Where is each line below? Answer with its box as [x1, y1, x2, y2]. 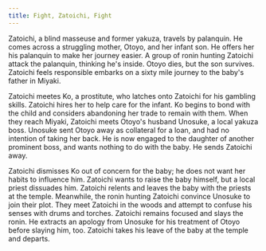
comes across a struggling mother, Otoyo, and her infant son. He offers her [8, 41, 255, 52]
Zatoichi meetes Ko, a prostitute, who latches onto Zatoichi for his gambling [8, 91, 256, 100]
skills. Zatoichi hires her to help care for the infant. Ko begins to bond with [8, 100, 251, 109]
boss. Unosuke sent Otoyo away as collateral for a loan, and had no [8, 125, 229, 135]
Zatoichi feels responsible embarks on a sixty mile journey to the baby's [8, 67, 244, 76]
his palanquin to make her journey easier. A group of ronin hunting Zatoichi [8, 50, 253, 60]
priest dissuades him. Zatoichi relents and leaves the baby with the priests [8, 182, 252, 192]
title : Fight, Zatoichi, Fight [8, 11, 112, 20]
